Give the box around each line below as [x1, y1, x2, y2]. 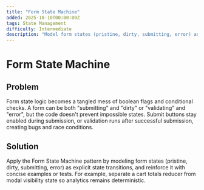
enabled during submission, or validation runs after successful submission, [6, 117, 194, 124]
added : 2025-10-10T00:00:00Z [6, 15, 80, 21]
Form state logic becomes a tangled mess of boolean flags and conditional [6, 98, 193, 105]
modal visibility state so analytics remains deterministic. [6, 177, 146, 184]
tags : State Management [6, 20, 67, 26]
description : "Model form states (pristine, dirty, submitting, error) [6, 32, 191, 38]
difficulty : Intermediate [6, 25, 72, 32]
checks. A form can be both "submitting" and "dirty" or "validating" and [6, 104, 186, 112]
